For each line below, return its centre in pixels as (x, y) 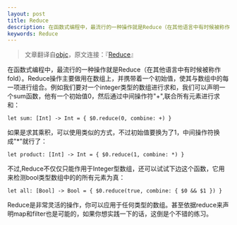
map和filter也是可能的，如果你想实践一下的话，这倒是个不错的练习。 (113, 214)
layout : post (26, 14)
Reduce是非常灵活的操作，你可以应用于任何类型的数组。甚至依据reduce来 (115, 205)
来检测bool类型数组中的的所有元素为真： (66, 178)
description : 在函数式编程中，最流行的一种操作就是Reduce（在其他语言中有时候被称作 (119, 27)
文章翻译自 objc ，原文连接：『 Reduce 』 (81, 54)
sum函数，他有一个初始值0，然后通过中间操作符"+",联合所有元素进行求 (116, 96)
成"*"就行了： (28, 142)
